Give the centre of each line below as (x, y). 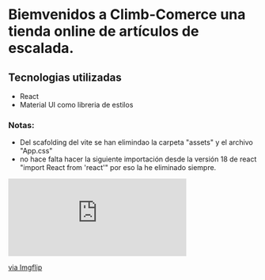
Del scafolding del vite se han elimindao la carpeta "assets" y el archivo (136, 142)
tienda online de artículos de (104, 31)
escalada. (41, 48)
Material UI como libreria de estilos (76, 105)
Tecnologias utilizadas (65, 77)
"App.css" (36, 151)
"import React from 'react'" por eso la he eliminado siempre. (118, 168)
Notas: (21, 125)
